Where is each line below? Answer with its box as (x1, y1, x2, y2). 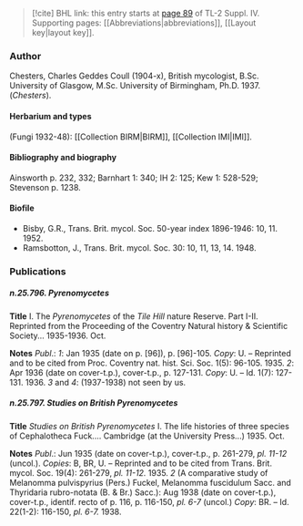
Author (9, 49, 42, 62)
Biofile (9, 202, 35, 213)
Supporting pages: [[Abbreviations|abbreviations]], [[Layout (31, 17, 257, 28)
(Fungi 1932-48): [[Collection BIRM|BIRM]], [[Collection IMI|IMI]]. (9, 131, 253, 142)
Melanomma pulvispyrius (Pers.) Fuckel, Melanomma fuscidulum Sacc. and (9, 477, 291, 488)
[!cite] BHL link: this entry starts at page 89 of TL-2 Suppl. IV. (31, 8, 260, 18)
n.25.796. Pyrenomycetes (9, 287, 109, 299)
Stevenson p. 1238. (9, 181, 82, 192)
